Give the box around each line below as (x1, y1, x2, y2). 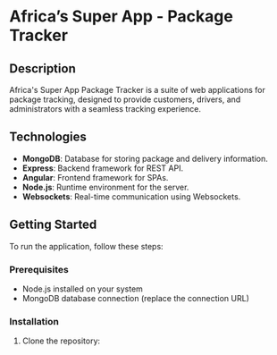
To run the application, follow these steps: (9, 241, 164, 251)
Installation (9, 315, 60, 327)
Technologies (9, 130, 88, 145)
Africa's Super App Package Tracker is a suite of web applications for (9, 85, 265, 95)
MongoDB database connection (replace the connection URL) (21, 292, 250, 303)
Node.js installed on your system (21, 283, 143, 294)
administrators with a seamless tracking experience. (9, 104, 202, 114)
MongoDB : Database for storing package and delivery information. (21, 153, 268, 164)
